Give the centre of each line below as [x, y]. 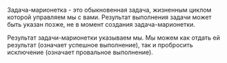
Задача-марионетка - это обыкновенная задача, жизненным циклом [109, 10]
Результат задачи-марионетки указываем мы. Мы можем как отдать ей [114, 38]
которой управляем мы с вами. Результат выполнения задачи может [109, 17]
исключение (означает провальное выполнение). [80, 52]
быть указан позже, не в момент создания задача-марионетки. [101, 24]
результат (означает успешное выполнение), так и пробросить [100, 45]
